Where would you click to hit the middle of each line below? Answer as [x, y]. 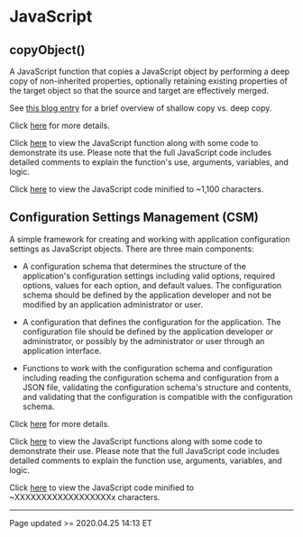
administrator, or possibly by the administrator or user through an [143, 341]
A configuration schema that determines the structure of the [134, 266]
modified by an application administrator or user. [112, 305]
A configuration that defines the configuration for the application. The [151, 322]
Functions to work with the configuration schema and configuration [147, 368]
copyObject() [47, 50]
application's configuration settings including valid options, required [149, 276]
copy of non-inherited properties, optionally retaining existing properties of [149, 81]
